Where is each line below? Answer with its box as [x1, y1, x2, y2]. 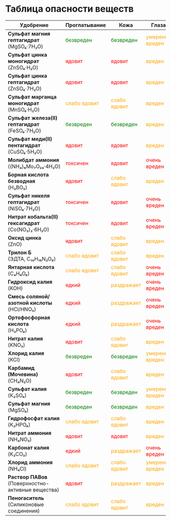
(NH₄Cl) [8, 465, 27, 472]
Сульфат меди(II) [8, 135, 52, 142]
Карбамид [8, 364, 35, 371]
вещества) [33, 486, 60, 493]
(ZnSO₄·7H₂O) [8, 85, 42, 92]
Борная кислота [8, 171, 49, 178]
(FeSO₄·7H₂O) [8, 127, 42, 134]
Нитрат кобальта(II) [8, 213, 59, 220]
